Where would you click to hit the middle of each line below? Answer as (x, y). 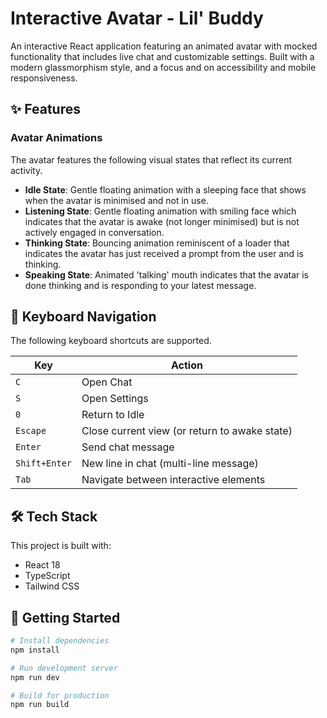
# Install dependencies (60, 641)
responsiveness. (44, 78)
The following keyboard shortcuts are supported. (111, 341)
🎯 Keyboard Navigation (83, 317)
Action (187, 365)
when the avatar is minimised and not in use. (116, 200)
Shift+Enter (44, 463)
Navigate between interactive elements (173, 480)
